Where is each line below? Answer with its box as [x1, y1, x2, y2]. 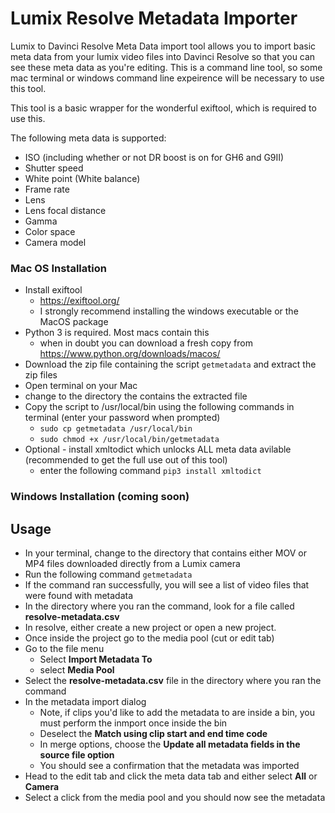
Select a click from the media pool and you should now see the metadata [24, 791, 326, 803]
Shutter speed [24, 162, 84, 174]
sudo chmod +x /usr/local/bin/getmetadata [39, 435, 220, 445]
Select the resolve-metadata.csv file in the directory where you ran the [24, 674, 322, 686]
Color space [24, 225, 76, 237]
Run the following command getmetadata [24, 568, 193, 580]
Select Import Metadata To [39, 653, 153, 665]
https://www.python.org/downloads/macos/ [39, 348, 221, 360]
